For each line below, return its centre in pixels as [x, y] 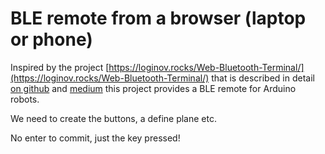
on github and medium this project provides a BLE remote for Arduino [153, 88]
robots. [25, 99]
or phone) [51, 39]
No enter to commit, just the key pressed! [95, 138]
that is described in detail [263, 78]
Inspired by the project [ [60, 67]
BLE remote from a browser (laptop [158, 18]
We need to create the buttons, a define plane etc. [113, 118]
